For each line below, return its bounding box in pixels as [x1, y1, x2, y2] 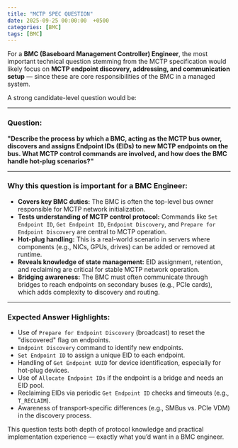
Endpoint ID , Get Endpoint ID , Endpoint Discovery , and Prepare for [17, 219, 216, 228]
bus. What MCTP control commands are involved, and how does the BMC [7, 149, 228, 158]
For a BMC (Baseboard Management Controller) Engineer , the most [7, 50, 208, 58]
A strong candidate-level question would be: [7, 94, 137, 102]
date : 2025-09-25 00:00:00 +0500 [7, 17, 110, 24]
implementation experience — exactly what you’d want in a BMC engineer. [7, 432, 225, 441]
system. [7, 80, 30, 89]
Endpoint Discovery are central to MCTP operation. [17, 227, 167, 236]
